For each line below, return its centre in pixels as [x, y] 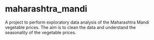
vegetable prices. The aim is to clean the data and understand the [70, 27]
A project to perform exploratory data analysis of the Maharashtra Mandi [77, 22]
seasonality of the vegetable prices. [41, 32]
